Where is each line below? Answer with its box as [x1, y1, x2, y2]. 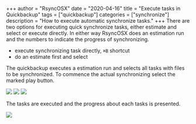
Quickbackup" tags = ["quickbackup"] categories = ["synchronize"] [6, 11, 170, 18]
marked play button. [6, 77, 54, 84]
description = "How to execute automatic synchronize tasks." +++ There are [6, 17, 190, 24]
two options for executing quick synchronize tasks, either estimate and [6, 23, 177, 30]
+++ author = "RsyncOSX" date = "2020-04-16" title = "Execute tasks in [6, 5, 181, 12]
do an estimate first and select [14, 54, 88, 60]
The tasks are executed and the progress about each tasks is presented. [6, 100, 181, 107]
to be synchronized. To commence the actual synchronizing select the [6, 71, 176, 77]
